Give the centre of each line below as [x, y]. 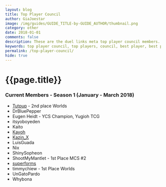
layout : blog [19, 10]
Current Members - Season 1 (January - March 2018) [70, 95]
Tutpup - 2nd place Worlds [40, 106]
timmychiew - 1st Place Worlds [43, 168]
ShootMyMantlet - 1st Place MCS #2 [49, 158]
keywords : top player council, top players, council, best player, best [82, 46]
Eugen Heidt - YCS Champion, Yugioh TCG [56, 116]
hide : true [16, 55]
